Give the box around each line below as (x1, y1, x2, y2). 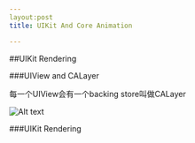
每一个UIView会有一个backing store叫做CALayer (9, 88, 186, 99)
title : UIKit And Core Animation (9, 21, 133, 30)
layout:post (9, 12, 53, 22)
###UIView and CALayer (9, 70, 99, 80)
